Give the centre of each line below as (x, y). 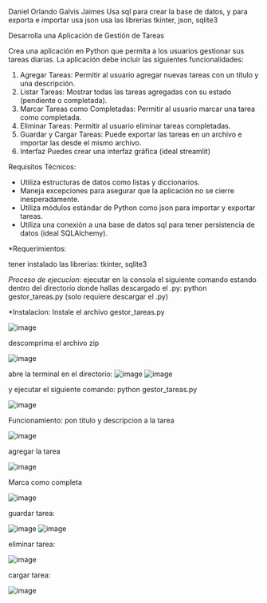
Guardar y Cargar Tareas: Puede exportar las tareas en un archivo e (131, 134)
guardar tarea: (32, 513)
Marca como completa (45, 482)
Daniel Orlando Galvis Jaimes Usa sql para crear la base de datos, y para (128, 12)
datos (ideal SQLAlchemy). (64, 233)
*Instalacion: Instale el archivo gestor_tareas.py (86, 312)
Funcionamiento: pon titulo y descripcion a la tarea (91, 420)
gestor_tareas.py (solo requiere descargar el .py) (88, 296)
